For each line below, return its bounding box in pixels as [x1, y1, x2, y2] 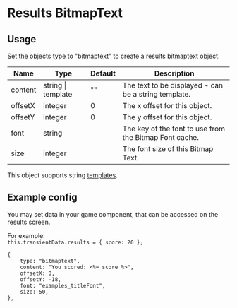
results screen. [7, 218, 51, 226]
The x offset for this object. [122, 101, 212, 110]
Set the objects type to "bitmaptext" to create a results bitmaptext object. [7, 52, 220, 60]
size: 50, [20, 288, 49, 295]
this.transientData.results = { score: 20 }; [7, 239, 143, 246]
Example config [7, 191, 78, 203]
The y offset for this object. [122, 112, 212, 122]
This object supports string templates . [7, 171, 118, 179]
